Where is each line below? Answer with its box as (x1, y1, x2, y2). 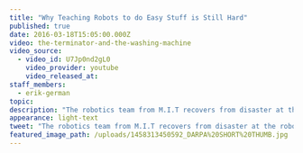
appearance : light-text (9, 113, 99, 122)
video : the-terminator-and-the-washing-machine (9, 38, 192, 48)
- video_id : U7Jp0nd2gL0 (17, 55, 111, 64)
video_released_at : (25, 72, 99, 81)
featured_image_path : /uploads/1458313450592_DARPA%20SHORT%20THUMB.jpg (9, 130, 289, 139)
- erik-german (17, 88, 70, 97)
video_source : (9, 47, 63, 56)
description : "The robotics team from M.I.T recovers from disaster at (9, 105, 284, 114)
